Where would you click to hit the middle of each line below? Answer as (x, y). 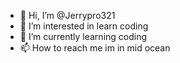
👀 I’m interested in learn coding (84, 26)
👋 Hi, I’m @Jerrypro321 (67, 15)
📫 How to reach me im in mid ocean (95, 48)
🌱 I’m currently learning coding (83, 36)
